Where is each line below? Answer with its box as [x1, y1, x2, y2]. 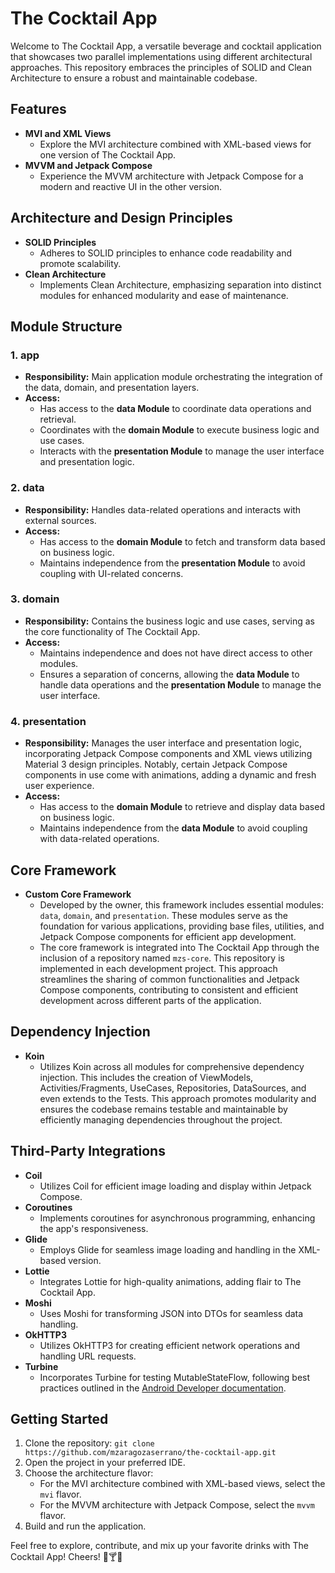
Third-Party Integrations [10, 1143, 166, 1160]
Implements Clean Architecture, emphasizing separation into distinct [39, 278, 322, 291]
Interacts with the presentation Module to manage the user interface [39, 445, 325, 457]
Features [10, 101, 67, 118]
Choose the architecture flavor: [24, 1467, 154, 1479]
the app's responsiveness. [39, 1222, 149, 1234]
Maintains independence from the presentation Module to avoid [39, 557, 306, 569]
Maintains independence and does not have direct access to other [39, 647, 313, 659]
